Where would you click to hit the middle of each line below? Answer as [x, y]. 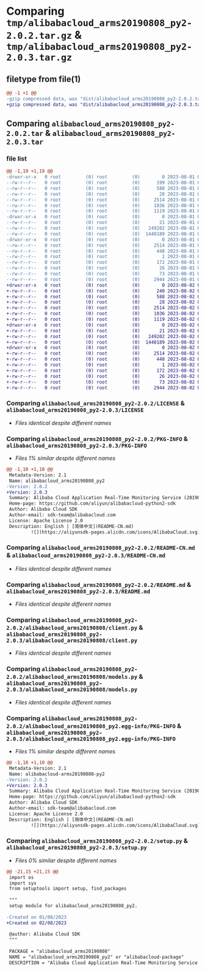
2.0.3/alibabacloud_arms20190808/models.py [72, 690]
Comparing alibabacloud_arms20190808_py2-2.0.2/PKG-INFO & [97, 439]
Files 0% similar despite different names [66, 860]
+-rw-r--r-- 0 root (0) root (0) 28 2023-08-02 [101, 302]
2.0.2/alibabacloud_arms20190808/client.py [72, 628]
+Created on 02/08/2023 [37, 923]
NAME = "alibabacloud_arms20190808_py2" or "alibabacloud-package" [96, 957]
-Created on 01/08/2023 [37, 917]
